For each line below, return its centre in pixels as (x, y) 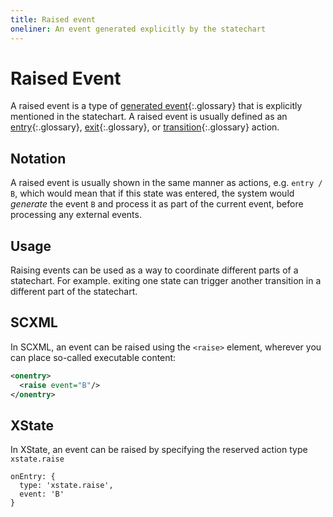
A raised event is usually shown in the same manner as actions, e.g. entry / (166, 183)
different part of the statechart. (74, 292)
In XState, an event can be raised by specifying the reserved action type (159, 450)
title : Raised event (53, 19)
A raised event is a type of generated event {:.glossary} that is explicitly (156, 106)
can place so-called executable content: (93, 357)
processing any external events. (76, 215)
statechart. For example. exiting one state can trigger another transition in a (166, 281)
